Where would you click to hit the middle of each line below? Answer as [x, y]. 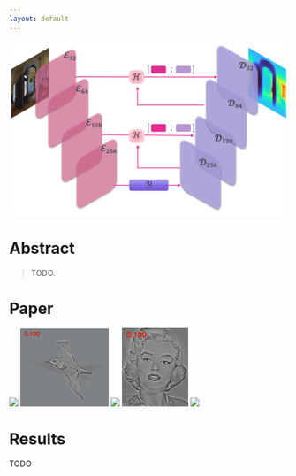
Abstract [42, 248]
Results [38, 439]
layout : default [39, 19]
